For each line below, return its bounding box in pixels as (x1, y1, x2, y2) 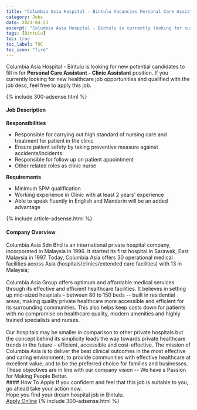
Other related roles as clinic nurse (14, 162, 97, 169)
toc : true (6, 36, 30, 42)
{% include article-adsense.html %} (6, 215, 93, 222)
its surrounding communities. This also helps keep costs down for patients (6, 304, 186, 311)
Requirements (6, 173, 42, 180)
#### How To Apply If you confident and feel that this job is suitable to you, (6, 379, 189, 386)
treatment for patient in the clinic (14, 137, 94, 144)
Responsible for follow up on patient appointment (14, 156, 134, 163)
